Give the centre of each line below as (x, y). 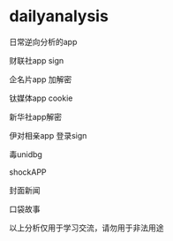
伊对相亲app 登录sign (48, 135)
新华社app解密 (36, 117)
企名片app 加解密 (41, 79)
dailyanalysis (59, 16)
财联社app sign (37, 60)
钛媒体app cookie (41, 98)
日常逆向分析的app (43, 41)
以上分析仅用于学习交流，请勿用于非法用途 (86, 228)
